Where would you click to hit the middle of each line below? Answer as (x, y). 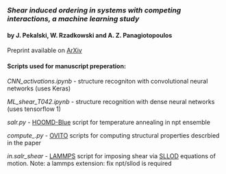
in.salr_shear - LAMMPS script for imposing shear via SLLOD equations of (111, 156)
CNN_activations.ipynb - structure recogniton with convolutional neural (108, 82)
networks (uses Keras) (39, 88)
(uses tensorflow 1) (34, 109)
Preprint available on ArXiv (45, 51)
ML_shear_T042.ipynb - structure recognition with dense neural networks (111, 102)
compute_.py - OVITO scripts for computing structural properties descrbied (113, 136)
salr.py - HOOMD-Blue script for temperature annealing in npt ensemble (109, 123)
